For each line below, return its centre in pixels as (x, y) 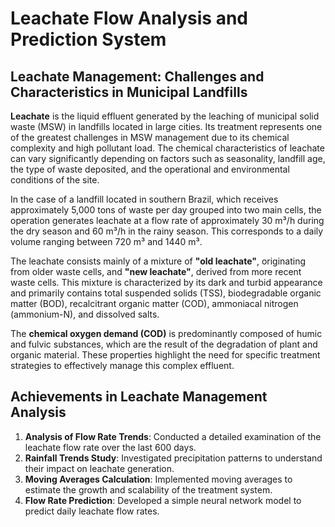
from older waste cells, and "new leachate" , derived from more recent (156, 271)
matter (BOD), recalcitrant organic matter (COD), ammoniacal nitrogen (154, 303)
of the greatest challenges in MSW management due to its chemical (150, 137)
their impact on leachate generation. (99, 468)
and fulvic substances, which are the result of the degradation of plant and (164, 344)
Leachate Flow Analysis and (129, 18)
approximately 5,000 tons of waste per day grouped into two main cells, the (166, 210)
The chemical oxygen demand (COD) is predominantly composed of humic (166, 333)
